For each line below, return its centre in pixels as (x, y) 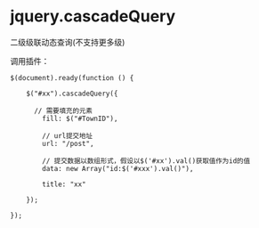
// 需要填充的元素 (63, 110)
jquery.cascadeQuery (93, 16)
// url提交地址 (67, 135)
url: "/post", (68, 143)
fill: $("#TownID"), (80, 118)
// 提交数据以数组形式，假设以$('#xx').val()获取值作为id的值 (146, 161)
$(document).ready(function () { (72, 77)
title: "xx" (65, 184)
